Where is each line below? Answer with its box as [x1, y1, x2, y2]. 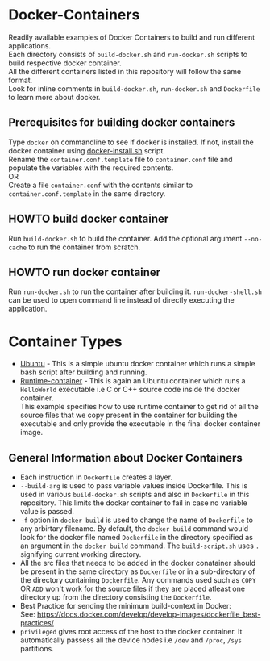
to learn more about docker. [8, 92, 101, 102]
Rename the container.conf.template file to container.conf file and [8, 154, 233, 164]
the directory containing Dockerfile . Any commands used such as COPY [19, 575, 256, 585]
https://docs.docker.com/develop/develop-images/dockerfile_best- [37, 609, 261, 619]
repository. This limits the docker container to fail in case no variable [19, 498, 247, 508]
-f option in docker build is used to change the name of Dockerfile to [19, 515, 254, 525]
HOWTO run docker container [8, 265, 161, 279]
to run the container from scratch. [27, 242, 141, 252]
